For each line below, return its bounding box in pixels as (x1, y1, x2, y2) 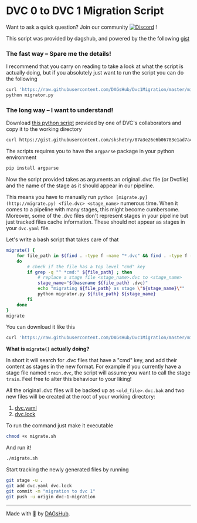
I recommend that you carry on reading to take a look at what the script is (6, 63, 184, 70)
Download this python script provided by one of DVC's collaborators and (6, 119, 182, 127)
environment (6, 154, 37, 161)
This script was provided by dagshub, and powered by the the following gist (6, 35, 189, 42)
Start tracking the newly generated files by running (6, 466, 129, 473)
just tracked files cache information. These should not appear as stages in (6, 218, 185, 225)
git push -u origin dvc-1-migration (6, 494, 96, 500)
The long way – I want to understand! (6, 106, 113, 114)
